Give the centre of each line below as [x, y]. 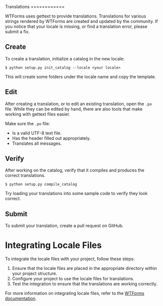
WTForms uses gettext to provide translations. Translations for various [76, 16]
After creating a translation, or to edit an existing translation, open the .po [79, 104]
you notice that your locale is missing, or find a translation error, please [76, 26]
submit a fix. [18, 32]
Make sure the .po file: [27, 123]
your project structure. [35, 273]
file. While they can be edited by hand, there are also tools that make [74, 109]
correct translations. [25, 175]
